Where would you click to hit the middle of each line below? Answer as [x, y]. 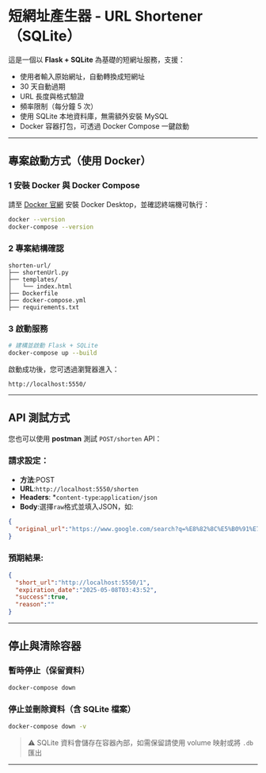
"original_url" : [42, 529]
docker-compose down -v [47, 726]
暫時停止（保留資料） [49, 671]
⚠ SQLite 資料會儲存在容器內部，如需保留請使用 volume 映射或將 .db [141, 742]
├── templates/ [33, 279]
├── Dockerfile [33, 293]
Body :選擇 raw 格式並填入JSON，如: [76, 506]
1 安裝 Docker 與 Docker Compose [74, 186]
